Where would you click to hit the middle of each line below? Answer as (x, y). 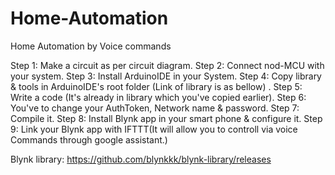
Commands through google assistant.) (89, 139)
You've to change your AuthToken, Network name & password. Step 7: (155, 108)
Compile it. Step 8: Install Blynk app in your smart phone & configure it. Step (166, 118)
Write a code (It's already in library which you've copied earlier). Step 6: (158, 97)
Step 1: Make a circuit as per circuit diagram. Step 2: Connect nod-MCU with (167, 65)
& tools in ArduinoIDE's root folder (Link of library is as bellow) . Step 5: (156, 86)
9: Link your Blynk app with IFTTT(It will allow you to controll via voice (154, 129)
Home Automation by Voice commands (91, 46)
